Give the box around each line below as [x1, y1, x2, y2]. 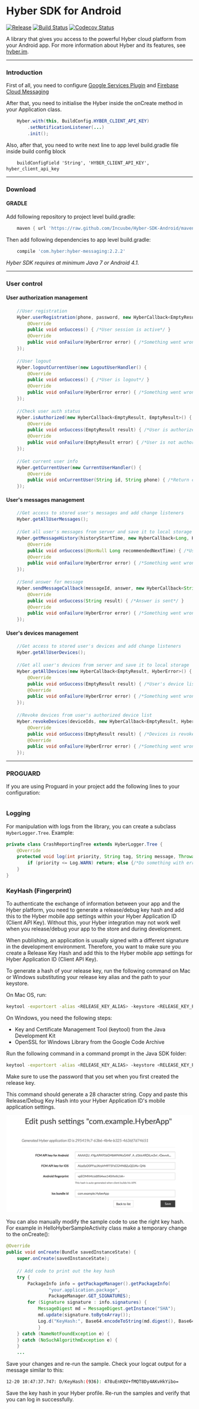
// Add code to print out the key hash [17, 1268, 115, 1274]
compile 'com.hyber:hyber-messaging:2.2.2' [17, 248, 126, 254]
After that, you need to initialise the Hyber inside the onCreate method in [6, 100, 183, 107]
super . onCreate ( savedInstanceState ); [17, 1256, 110, 1262]
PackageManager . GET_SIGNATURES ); [48, 1293, 131, 1299]
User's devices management [6, 629, 79, 637]
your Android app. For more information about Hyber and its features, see [6, 42, 186, 49]
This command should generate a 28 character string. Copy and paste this [6, 1091, 188, 1098]
